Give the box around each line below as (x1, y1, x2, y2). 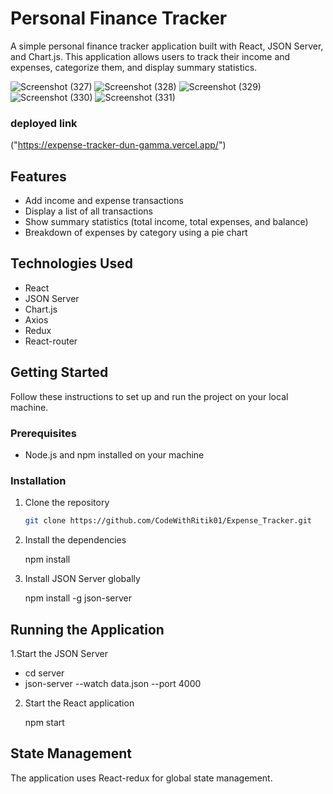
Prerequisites (10, 426, 77, 440)
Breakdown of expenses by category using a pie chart (24, 227, 248, 239)
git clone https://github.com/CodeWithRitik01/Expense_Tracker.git (24, 516, 312, 526)
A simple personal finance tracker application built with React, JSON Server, (10, 40, 324, 52)
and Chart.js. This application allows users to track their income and (10, 50, 291, 62)
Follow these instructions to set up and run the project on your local (10, 390, 289, 402)
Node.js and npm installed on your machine (24, 448, 205, 461)
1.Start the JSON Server (10, 647, 109, 659)
